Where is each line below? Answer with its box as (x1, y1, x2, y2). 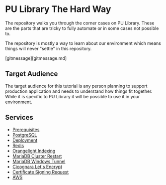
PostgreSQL (12, 132, 37, 138)
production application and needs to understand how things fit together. (5, 88, 153, 94)
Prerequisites (12, 126, 40, 133)
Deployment (12, 137, 38, 143)
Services (5, 113, 34, 122)
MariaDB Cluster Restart (12, 153, 62, 159)
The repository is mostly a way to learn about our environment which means (5, 40, 162, 46)
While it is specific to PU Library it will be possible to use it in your (5, 93, 140, 99)
